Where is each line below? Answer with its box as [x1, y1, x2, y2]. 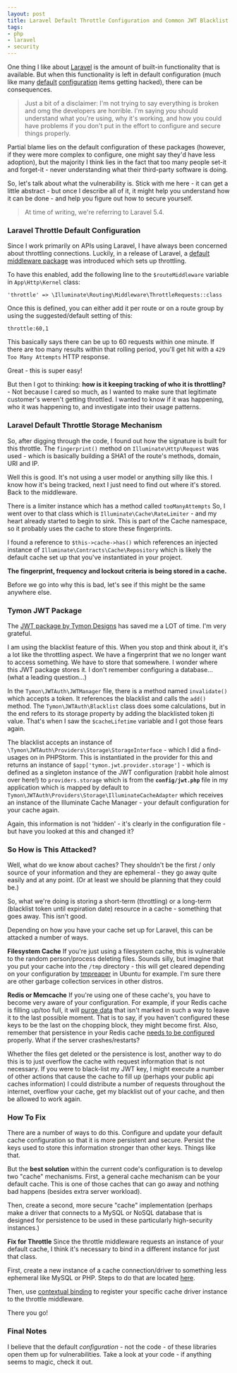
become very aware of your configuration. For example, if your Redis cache [7, 998, 227, 1007]
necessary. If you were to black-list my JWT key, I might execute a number [7, 1065, 224, 1073]
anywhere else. [7, 588, 51, 596]
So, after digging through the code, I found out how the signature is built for [7, 436, 227, 445]
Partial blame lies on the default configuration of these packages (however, [7, 143, 226, 151]
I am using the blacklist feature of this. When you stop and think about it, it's [7, 642, 229, 651]
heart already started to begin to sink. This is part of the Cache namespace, [7, 516, 227, 525]
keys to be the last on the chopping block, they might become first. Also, [7, 1021, 219, 1030]
